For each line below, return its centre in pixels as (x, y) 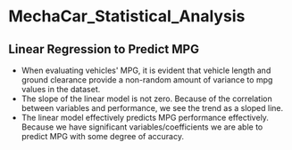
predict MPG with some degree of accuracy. (103, 136)
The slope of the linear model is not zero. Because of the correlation (147, 99)
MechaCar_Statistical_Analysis (127, 16)
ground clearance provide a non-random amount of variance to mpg (147, 80)
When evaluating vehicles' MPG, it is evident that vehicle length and (146, 70)
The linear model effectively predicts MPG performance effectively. (145, 118)
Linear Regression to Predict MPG (104, 49)
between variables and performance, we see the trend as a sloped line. (152, 108)
